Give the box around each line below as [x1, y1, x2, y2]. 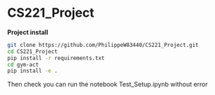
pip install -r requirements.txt [7, 54, 105, 61]
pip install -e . [7, 68, 58, 75]
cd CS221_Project [7, 47, 58, 55]
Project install [7, 28, 49, 36]
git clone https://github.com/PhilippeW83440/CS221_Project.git [7, 41, 199, 48]
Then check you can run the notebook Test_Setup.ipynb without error [7, 80, 208, 89]
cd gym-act [7, 61, 39, 68]
